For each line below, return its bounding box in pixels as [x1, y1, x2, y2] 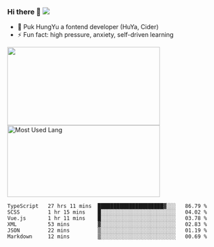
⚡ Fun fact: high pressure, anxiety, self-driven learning [17, 31, 174, 39]
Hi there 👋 [7, 7, 42, 17]
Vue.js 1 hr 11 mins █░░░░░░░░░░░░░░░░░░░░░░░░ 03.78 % [7, 215, 208, 222]
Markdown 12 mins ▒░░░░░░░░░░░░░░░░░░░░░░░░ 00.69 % [7, 233, 208, 240]
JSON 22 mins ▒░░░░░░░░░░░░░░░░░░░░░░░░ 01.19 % [7, 227, 208, 234]
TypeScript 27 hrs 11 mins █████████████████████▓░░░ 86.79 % [7, 202, 208, 210]
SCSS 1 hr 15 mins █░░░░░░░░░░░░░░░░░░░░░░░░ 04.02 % [7, 209, 208, 216]
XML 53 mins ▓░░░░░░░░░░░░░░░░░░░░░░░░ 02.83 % [7, 221, 208, 228]
